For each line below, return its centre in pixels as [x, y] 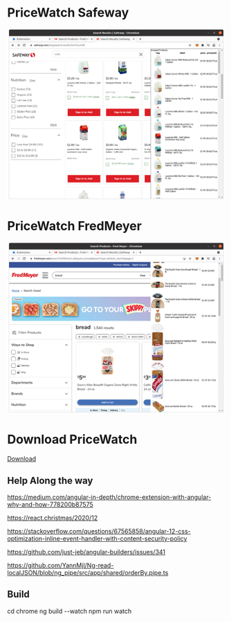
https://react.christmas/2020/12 [53, 518]
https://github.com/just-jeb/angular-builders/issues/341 [86, 552]
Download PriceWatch [72, 440]
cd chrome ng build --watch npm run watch [70, 611]
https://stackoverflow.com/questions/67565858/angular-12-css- [99, 531]
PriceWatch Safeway [68, 13]
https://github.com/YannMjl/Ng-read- [61, 565]
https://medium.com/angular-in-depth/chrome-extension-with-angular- [109, 497]
